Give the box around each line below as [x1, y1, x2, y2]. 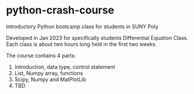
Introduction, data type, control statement [14, 63, 115, 70]
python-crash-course [6, 4, 114, 17]
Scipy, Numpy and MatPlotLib [14, 76, 86, 83]
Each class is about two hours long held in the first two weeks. [6, 41, 157, 48]
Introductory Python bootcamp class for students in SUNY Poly [6, 23, 159, 30]
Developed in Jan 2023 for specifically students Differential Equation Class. [6, 34, 189, 41]
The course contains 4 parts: [6, 52, 76, 59]
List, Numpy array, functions [14, 69, 83, 76]
